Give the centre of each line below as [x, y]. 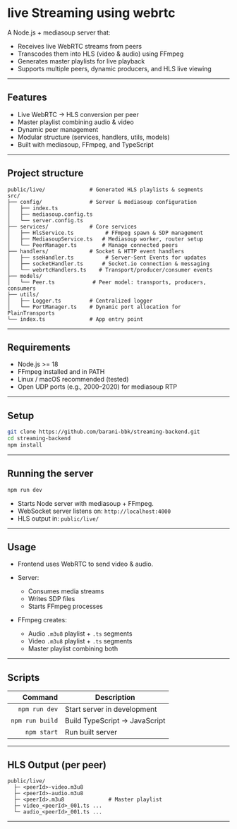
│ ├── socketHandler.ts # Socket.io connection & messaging [109, 264]
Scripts [24, 678]
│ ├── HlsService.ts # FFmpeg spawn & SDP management [105, 233]
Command [40, 698]
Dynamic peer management [58, 129]
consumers [22, 288]
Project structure [45, 173]
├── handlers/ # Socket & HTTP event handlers [96, 251]
